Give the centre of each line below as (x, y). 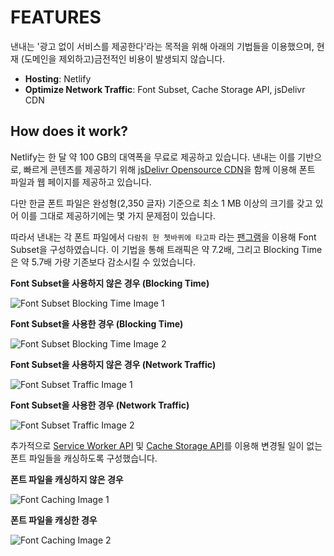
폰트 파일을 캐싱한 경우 (54, 520)
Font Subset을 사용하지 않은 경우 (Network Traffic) (113, 364)
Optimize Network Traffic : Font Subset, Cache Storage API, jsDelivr (165, 89)
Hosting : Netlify (58, 78)
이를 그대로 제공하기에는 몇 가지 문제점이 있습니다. (118, 215)
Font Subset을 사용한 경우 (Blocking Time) (97, 323)
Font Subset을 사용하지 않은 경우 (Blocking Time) (110, 283)
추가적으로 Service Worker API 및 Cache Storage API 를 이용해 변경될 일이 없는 (166, 445)
